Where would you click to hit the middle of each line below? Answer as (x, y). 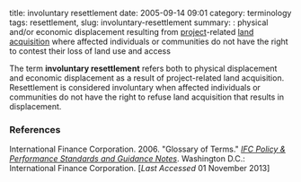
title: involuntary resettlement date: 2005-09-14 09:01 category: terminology (150, 13)
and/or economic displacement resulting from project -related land (132, 32)
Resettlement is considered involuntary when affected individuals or (135, 87)
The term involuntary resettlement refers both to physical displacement (143, 68)
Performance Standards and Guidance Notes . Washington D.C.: (127, 159)
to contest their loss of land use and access (90, 51)
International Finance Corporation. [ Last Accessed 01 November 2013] (140, 169)
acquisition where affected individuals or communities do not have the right (149, 41)
